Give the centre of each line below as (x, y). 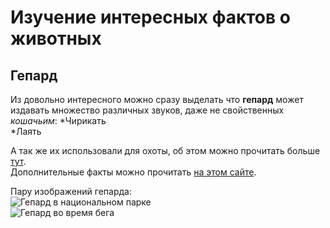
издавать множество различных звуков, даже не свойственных (147, 110)
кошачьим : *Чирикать (58, 120)
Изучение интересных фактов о (150, 17)
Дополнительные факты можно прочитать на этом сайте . (133, 172)
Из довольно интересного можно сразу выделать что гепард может (157, 99)
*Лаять (26, 131)
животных (56, 38)
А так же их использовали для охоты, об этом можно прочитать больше (165, 150)
